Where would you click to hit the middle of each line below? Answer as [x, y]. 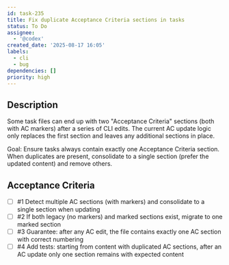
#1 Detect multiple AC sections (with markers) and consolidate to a [111, 202]
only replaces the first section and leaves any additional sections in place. [111, 136]
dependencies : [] [32, 71]
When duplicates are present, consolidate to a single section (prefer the [108, 156]
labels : [18, 52]
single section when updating [58, 210]
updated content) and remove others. [60, 164]
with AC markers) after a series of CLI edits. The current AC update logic [109, 129]
